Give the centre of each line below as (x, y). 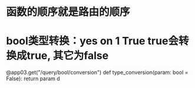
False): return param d (33, 79)
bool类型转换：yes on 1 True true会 (92, 41)
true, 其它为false (68, 56)
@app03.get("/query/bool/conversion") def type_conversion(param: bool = (97, 72)
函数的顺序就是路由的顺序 (68, 12)
